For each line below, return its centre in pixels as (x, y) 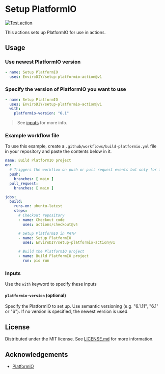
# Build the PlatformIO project (51, 252)
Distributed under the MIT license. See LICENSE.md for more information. (79, 339)
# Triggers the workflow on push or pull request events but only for (83, 170)
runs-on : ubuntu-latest (38, 206)
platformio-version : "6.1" (41, 113)
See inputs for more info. (42, 123)
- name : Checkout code (41, 220)
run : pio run (36, 261)
